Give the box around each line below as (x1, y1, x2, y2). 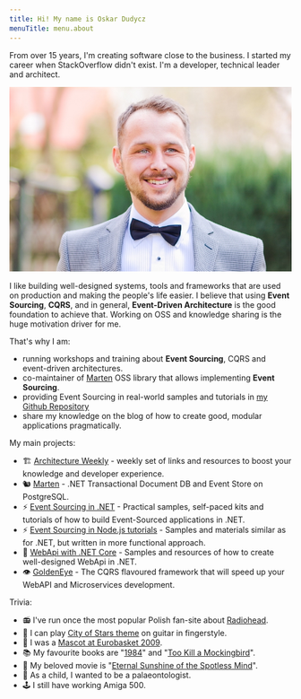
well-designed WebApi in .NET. (21, 556, 137, 567)
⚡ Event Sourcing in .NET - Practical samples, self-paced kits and (21, 501, 264, 511)
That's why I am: (9, 336, 71, 346)
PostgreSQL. (21, 491, 70, 502)
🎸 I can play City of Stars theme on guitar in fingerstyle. (21, 627, 228, 638)
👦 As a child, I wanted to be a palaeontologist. (21, 669, 192, 680)
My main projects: (9, 437, 76, 448)
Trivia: (9, 597, 33, 607)
